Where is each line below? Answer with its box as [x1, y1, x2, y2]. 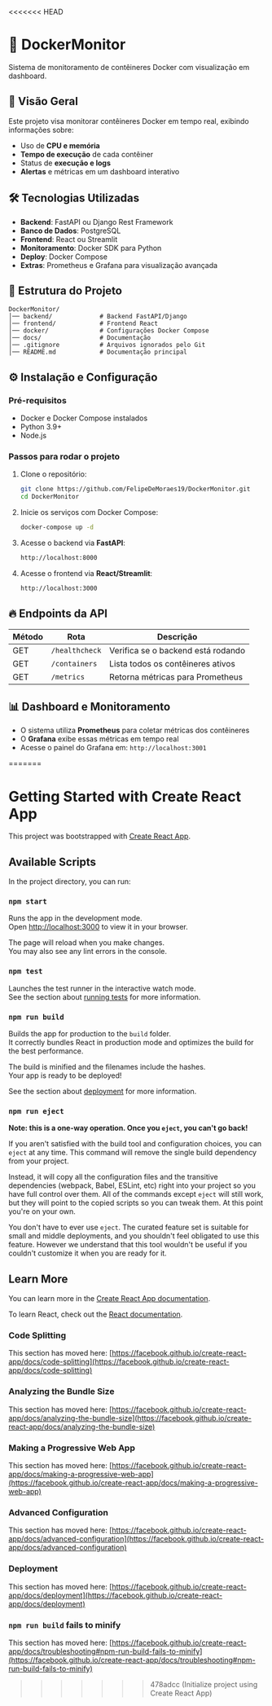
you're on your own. [8, 1207, 76, 1216]
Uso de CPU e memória [20, 140, 100, 150]
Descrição [156, 631, 198, 642]
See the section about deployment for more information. [8, 1087, 197, 1096]
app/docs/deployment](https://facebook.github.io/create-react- [8, 1590, 222, 1600]
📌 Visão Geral [8, 95, 79, 108]
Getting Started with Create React [8, 787, 242, 806]
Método [12, 631, 43, 642]
